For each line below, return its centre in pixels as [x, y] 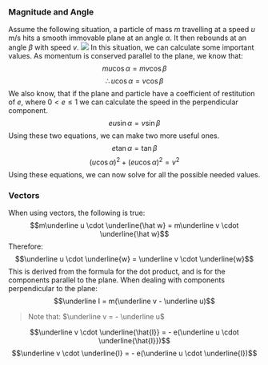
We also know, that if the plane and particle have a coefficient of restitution [132, 94]
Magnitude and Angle [51, 12]
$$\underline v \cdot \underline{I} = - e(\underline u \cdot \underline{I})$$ [134, 353]
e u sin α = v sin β [134, 124]
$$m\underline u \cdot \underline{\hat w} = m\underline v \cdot [134, 225]
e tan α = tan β [134, 148]
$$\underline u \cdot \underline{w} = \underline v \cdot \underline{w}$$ [134, 259]
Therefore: [26, 246]
